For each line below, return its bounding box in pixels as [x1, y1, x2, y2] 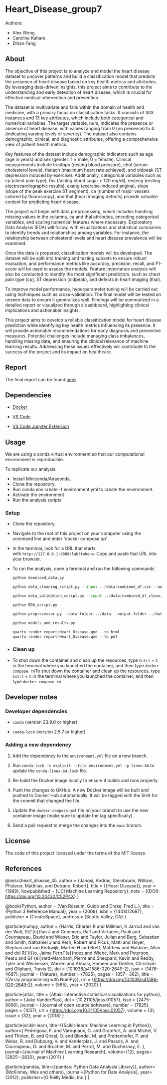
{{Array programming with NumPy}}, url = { [5, 977, 94, 983]
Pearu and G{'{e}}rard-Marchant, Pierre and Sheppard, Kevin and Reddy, [5, 955, 155, 961]
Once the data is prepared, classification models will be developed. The [5, 250, 153, 256]
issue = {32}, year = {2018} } [5, 1013, 64, 1019]
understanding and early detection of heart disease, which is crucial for [5, 89, 152, 95]
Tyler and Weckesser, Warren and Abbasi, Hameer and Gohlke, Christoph [5, 961, 156, 967]
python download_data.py [12, 575, 64, 580]
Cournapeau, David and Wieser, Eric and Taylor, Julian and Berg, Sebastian [5, 934, 160, 940]
